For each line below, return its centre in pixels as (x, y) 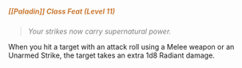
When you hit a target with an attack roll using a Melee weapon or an (121, 46)
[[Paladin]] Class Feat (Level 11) (62, 11)
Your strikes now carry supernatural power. (99, 31)
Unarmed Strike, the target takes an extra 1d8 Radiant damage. (112, 55)
